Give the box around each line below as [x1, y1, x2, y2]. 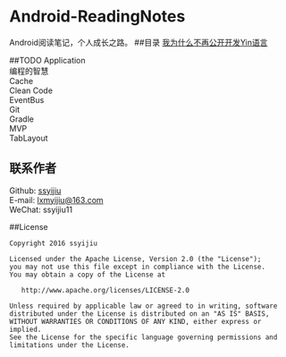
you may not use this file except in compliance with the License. [9, 262, 266, 271]
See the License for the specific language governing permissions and [9, 333, 278, 342]
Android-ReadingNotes [9, 6, 186, 27]
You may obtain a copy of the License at [9, 270, 166, 279]
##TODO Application [9, 55, 87, 65]
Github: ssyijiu [9, 185, 62, 196]
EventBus [9, 94, 45, 105]
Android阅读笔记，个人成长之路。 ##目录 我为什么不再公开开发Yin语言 [9, 37, 268, 47]
